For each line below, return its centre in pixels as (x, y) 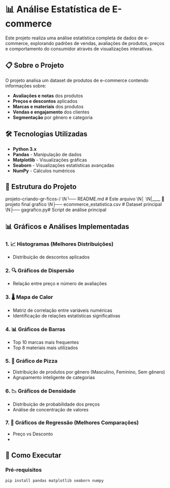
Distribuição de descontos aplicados (51, 257)
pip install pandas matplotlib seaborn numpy (54, 480)
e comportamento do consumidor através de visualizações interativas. (79, 49)
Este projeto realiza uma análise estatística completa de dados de (74, 38)
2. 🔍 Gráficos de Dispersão (40, 270)
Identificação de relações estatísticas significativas (66, 316)
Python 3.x (25, 149)
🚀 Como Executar (33, 456)
